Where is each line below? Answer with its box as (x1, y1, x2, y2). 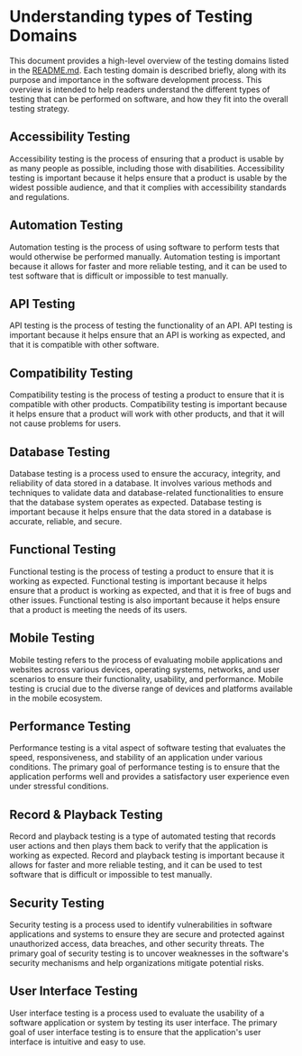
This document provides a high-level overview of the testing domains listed (9, 55, 289, 66)
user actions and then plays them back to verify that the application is (9, 841, 269, 851)
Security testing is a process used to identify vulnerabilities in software (9, 919, 273, 930)
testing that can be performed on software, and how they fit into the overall (9, 93, 288, 105)
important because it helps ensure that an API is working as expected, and (9, 330, 286, 341)
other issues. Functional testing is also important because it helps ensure (9, 595, 281, 605)
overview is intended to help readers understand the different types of (9, 84, 270, 95)
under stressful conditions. (9, 781, 109, 792)
